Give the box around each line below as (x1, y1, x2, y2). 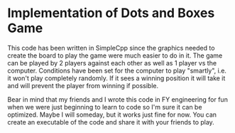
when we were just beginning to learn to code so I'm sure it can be (7, 102, 202, 111)
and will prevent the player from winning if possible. (7, 81, 158, 90)
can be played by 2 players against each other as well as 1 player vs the (7, 58, 217, 67)
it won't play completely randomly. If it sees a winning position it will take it (7, 73, 226, 83)
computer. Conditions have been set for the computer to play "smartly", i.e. (7, 66, 227, 75)
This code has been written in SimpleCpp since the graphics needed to (7, 43, 215, 52)
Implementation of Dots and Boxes (7, 5, 215, 21)
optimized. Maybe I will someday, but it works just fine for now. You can (7, 110, 217, 119)
